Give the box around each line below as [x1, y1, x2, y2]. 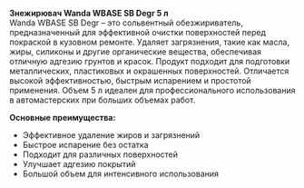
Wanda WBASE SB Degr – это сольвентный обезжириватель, [9, 17, 243, 28]
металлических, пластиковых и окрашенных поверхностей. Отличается [9, 65, 289, 76]
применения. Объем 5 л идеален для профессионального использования [9, 85, 296, 95]
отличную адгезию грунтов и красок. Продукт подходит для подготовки [9, 56, 290, 66]
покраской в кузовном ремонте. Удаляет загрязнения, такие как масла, [9, 36, 290, 47]
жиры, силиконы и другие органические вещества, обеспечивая [9, 46, 261, 57]
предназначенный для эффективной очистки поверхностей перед [9, 27, 266, 37]
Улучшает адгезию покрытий [22, 159, 136, 169]
